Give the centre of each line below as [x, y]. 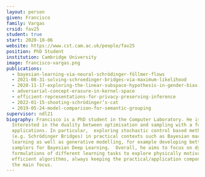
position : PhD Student [35, 52]
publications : [24, 68]
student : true [24, 35]
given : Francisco [28, 18]
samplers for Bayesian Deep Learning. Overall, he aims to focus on [102, 147]
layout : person [26, 12]
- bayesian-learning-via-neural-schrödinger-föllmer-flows [88, 74]
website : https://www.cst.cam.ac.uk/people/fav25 [71, 46]
